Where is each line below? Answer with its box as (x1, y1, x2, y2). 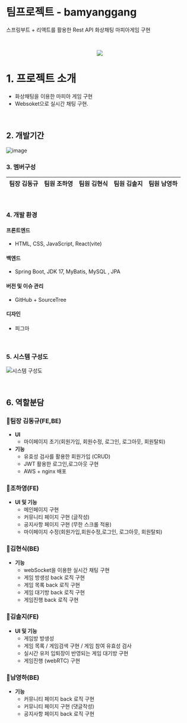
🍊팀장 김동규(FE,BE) (6, 417, 61, 425)
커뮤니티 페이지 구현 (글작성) (23, 513, 90, 520)
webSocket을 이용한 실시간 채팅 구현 (23, 567, 110, 574)
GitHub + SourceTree (14, 296, 66, 303)
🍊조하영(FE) (6, 484, 39, 492)
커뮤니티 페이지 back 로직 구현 (23, 695, 95, 702)
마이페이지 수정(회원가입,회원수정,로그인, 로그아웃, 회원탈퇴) (23, 528, 163, 535)
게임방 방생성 (23, 634, 55, 642)
